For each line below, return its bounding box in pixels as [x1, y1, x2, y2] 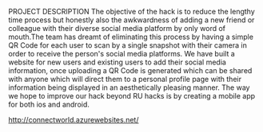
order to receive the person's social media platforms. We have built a [8, 49, 236, 58]
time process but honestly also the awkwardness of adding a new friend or [8, 15, 255, 25]
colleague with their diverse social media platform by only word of [8, 24, 226, 33]
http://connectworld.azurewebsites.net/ [8, 115, 139, 124]
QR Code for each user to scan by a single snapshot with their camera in [8, 41, 248, 50]
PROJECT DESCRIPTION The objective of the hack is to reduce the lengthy [8, 7, 256, 16]
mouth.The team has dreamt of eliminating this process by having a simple [8, 32, 254, 41]
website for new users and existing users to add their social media [8, 57, 226, 67]
